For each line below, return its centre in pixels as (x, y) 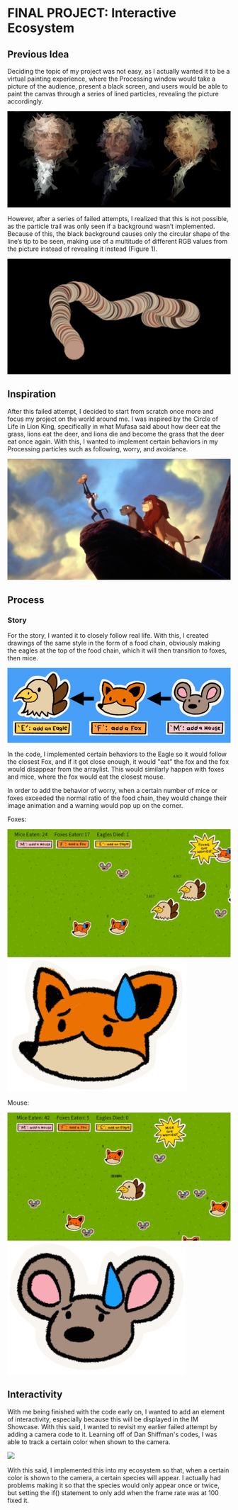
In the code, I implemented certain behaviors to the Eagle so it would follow (117, 754)
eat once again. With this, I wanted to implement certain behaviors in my (113, 441)
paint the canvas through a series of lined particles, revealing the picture (113, 94)
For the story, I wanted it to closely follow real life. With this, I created (108, 635)
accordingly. (25, 101)
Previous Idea (38, 54)
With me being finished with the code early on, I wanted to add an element (116, 1412)
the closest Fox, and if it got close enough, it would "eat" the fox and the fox (118, 761)
